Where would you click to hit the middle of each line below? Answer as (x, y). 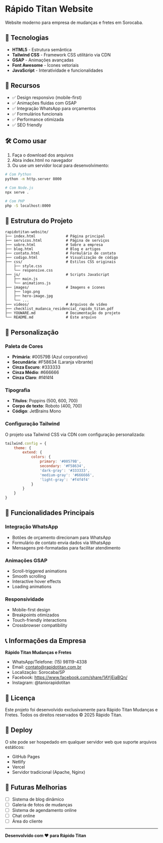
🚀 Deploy (19, 730)
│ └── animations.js (28, 283)
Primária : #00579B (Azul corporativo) (50, 357)
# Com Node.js (19, 188)
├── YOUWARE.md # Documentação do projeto (63, 313)
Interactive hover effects (37, 582)
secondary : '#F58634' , (63, 466)
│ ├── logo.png (23, 292)
